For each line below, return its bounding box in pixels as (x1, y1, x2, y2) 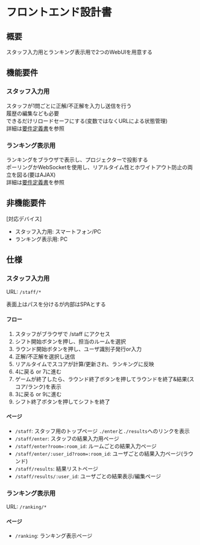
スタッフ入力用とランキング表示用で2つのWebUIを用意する (6, 49, 153, 55)
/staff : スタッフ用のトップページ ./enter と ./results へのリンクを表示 (14, 427, 190, 434)
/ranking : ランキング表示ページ (14, 532, 93, 540)
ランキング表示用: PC (14, 235, 68, 243)
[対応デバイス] (6, 215, 42, 222)
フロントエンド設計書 (6, 5, 113, 19)
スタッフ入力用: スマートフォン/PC (14, 228, 101, 235)
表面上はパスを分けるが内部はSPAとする (6, 301, 107, 308)
